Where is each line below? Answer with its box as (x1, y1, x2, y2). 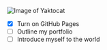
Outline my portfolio (16, 27, 73, 36)
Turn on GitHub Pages (16, 20, 80, 27)
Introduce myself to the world (16, 35, 100, 44)
